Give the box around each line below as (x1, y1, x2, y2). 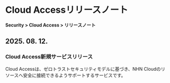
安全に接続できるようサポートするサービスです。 (23, 72, 126, 78)
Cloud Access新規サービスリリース (5, 53, 93, 61)
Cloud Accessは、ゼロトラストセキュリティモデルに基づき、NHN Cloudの (5, 66, 161, 72)
